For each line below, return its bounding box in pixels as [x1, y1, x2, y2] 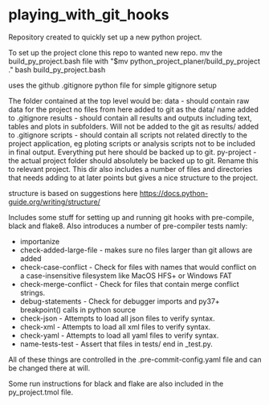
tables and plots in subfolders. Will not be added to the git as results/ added [8, 121, 259, 131]
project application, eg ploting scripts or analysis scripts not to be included [8, 138, 255, 148]
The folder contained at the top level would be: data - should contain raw [8, 96, 250, 105]
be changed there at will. [8, 363, 91, 373]
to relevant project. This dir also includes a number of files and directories [8, 164, 253, 174]
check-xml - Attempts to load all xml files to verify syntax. [19, 321, 211, 331]
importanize [19, 236, 60, 246]
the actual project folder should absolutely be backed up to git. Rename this [8, 155, 259, 166]
